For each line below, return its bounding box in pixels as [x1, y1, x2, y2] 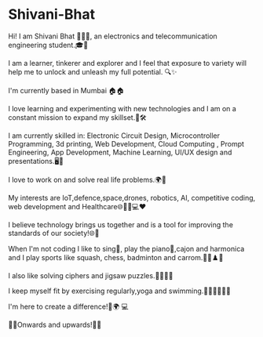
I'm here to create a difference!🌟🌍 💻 [8, 302, 129, 311]
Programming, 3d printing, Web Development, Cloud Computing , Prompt [8, 139, 245, 148]
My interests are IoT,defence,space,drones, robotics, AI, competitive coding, [8, 193, 256, 202]
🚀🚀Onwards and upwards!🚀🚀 [8, 320, 102, 329]
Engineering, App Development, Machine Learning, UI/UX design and [8, 147, 232, 157]
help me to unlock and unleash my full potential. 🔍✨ [8, 67, 177, 76]
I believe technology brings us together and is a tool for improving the [8, 219, 234, 229]
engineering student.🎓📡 [8, 40, 89, 49]
